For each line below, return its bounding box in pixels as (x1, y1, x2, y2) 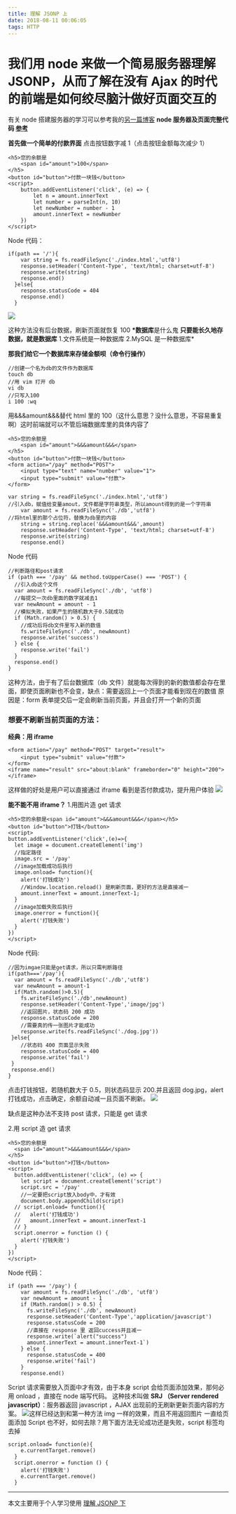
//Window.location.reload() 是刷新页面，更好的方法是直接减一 (20, 884, 189, 891)
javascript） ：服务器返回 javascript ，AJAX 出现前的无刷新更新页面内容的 (8, 1400, 219, 1409)
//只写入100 (8, 392, 40, 399)
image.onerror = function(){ (14, 910, 99, 917)
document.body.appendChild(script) (20, 1197, 125, 1204)
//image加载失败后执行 (14, 903, 73, 910)
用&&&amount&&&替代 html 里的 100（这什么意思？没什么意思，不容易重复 (8, 411, 223, 420)
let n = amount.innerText (33, 192, 109, 200)
